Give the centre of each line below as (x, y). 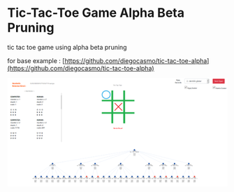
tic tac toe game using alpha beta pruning (67, 47)
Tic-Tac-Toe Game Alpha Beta (96, 13)
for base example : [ (36, 60)
